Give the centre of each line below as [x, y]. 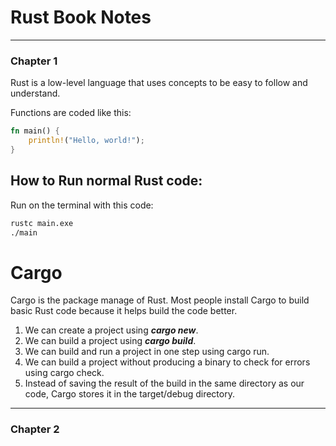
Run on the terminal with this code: [82, 205]
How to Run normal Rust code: [106, 181]
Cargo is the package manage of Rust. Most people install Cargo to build [160, 300]
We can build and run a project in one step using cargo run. [147, 352]
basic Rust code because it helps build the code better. [124, 311]
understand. [35, 93]
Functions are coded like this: [71, 113]
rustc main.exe [42, 223]
